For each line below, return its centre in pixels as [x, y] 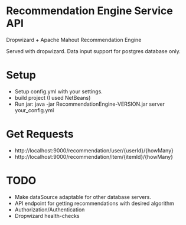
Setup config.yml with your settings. [59, 91]
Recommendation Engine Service [89, 11]
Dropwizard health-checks [47, 216]
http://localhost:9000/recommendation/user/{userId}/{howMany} [94, 150]
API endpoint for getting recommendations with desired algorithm [94, 203]
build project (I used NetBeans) [53, 97]
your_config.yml [34, 110]
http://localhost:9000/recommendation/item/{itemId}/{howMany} [94, 156]
